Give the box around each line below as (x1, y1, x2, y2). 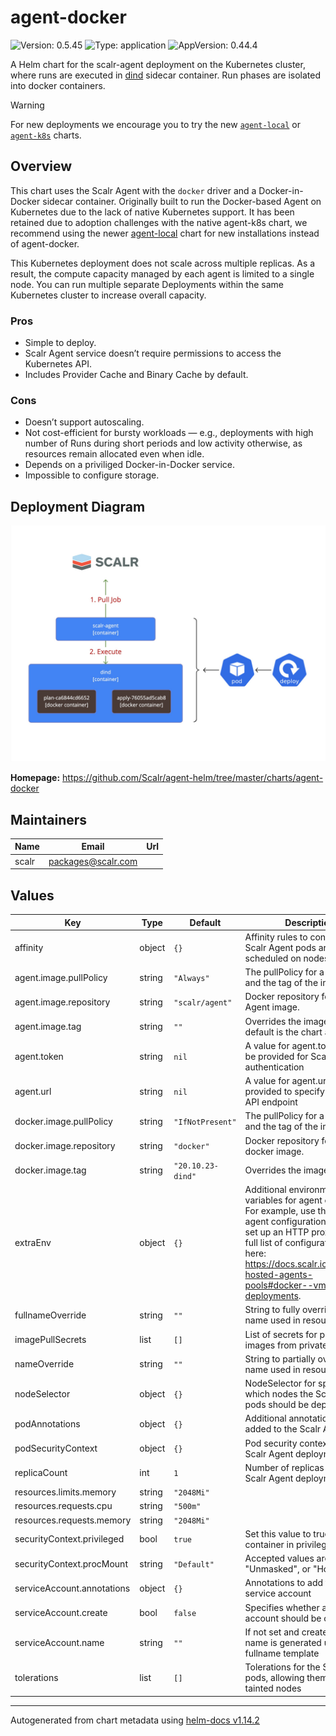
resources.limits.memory (14, 1486, 117, 1498)
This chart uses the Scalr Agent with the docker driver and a (10, 184, 257, 196)
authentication (244, 1061, 305, 1073)
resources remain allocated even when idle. (24, 448, 205, 460)
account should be (244, 1612, 322, 1624)
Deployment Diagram (10, 498, 146, 515)
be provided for (244, 1050, 309, 1062)
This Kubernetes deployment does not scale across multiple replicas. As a (10, 257, 316, 269)
